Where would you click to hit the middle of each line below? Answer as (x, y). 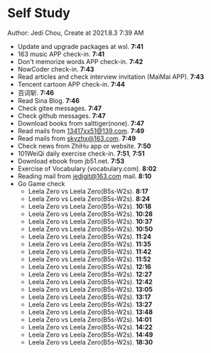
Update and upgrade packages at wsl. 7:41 (80, 46)
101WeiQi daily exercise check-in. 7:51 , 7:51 (81, 153)
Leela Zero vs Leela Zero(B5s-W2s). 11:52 (90, 259)
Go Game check (41, 183)
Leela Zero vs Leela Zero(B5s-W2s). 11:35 (90, 244)
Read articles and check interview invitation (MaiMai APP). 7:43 (111, 77)
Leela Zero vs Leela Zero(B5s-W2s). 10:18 (90, 206)
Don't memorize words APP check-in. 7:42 (80, 61)
